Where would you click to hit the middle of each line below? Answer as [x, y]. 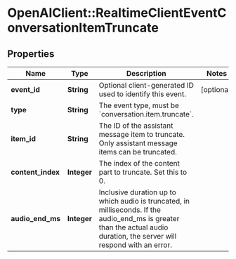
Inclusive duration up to [138, 192]
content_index [35, 172]
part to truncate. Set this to [143, 172]
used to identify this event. [142, 94]
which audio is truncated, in [144, 201]
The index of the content [139, 163]
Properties [31, 54]
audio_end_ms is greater [139, 219]
